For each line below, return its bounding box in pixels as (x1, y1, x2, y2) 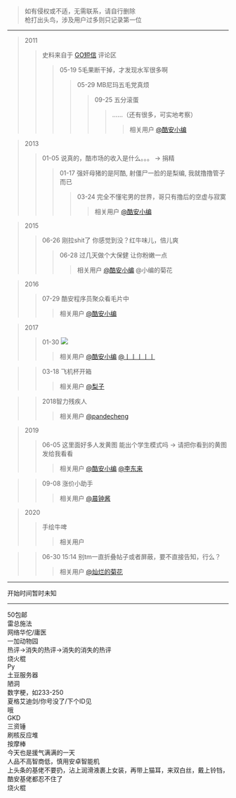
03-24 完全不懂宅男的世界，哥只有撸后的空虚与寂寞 (77, 192, 226, 201)
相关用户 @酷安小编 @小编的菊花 (77, 266, 173, 274)
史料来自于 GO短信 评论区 (41, 51, 117, 59)
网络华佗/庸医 (7, 628, 47, 636)
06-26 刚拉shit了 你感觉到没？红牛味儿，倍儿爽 (41, 236, 179, 244)
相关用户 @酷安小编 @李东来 (59, 464, 143, 473)
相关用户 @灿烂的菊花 (59, 568, 123, 575)
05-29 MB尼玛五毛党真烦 (77, 81, 150, 89)
